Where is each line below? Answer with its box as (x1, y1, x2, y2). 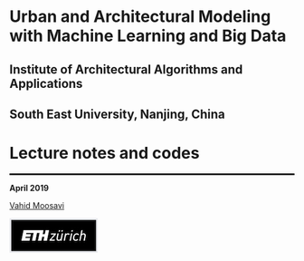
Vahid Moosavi (9, 199, 65, 210)
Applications (9, 75, 83, 92)
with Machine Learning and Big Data (9, 25, 287, 46)
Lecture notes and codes (9, 143, 200, 164)
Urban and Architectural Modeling (9, 6, 271, 27)
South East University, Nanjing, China (9, 106, 225, 121)
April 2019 (9, 182, 50, 193)
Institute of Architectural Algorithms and (9, 62, 243, 77)
